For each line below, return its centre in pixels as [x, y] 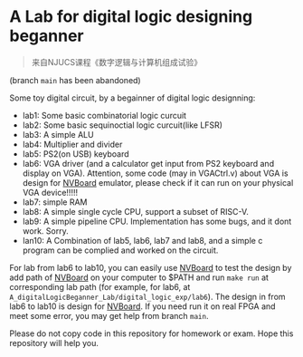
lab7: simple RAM [55, 202]
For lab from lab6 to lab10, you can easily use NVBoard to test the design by [151, 267]
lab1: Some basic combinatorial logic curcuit [104, 115]
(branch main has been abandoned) [76, 80]
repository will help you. [54, 343]
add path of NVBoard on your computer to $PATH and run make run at [139, 277]
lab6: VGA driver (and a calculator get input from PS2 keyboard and [148, 163]
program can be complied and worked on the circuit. [120, 250]
